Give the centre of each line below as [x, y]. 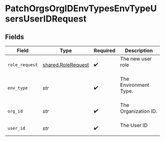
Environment [135, 85]
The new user [136, 59]
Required [104, 50]
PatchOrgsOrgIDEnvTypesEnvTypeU [81, 9]
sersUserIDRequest [46, 19]
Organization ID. [139, 111]
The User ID [134, 125]
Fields [15, 37]
